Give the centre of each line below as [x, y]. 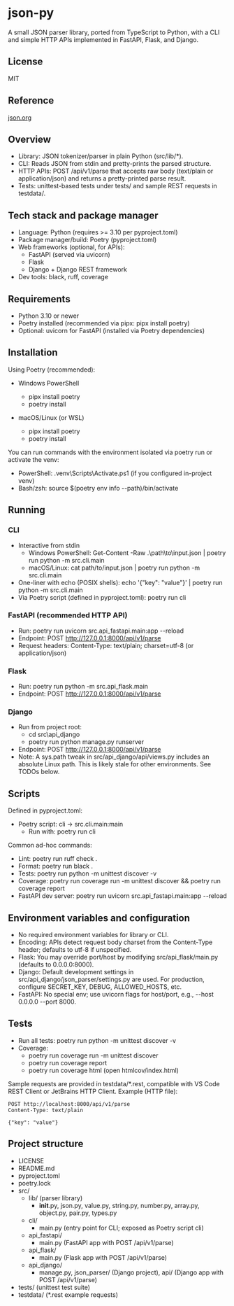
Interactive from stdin [49, 545]
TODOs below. [39, 772]
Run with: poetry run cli [62, 831]
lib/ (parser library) [56, 1198]
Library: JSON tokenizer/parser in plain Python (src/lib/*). [101, 156]
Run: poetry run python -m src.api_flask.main [83, 687]
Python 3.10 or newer [49, 316]
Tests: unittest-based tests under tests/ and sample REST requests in [117, 186]
